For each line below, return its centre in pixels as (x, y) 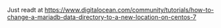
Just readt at (25, 10)
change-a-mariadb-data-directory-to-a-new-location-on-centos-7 (102, 17)
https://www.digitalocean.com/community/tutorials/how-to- (129, 10)
